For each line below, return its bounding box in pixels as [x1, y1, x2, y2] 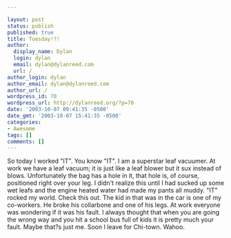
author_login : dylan [7, 74, 67, 81]
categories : [7, 119, 41, 126]
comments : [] [7, 138, 45, 145]
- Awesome [7, 125, 36, 132]
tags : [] [7, 132, 32, 139]
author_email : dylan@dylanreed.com [7, 80, 110, 87]
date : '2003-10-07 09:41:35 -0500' [7, 106, 110, 113]
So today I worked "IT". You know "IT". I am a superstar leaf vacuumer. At [7, 157, 216, 166]
